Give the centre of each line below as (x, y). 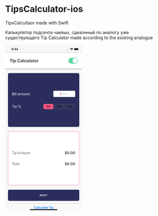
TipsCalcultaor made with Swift (37, 23)
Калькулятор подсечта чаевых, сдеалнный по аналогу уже (67, 32)
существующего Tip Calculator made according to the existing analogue (79, 38)
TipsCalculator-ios (44, 9)
